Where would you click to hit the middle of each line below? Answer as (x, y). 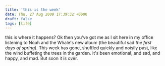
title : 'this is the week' (33, 10)
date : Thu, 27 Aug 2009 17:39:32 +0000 (46, 14)
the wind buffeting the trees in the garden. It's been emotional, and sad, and (83, 53)
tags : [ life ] (19, 23)
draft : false (19, 19)
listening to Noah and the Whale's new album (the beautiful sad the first (78, 43)
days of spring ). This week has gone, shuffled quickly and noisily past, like (81, 48)
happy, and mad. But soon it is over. (42, 58)
